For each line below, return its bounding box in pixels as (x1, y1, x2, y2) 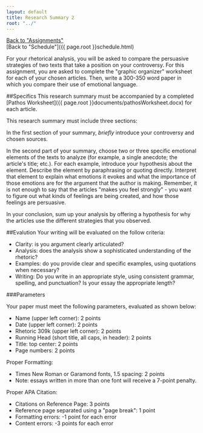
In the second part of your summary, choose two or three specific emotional (6, 147, 197, 155)
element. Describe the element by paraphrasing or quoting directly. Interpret (6, 166, 197, 174)
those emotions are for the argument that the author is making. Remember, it (6, 180, 198, 187)
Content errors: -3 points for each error (15, 420, 114, 427)
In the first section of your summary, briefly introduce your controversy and (6, 129, 195, 137)
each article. (6, 106, 38, 113)
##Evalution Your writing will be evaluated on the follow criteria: (6, 229, 165, 236)
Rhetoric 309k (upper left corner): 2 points (15, 327, 121, 335)
